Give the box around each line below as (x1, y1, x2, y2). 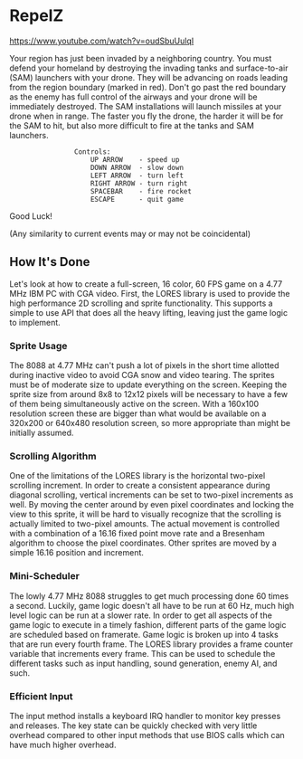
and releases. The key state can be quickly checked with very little (9, 720, 258, 731)
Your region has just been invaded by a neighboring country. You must (9, 52, 272, 63)
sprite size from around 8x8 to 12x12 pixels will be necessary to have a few (9, 389, 288, 400)
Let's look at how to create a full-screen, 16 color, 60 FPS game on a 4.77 (9, 278, 283, 289)
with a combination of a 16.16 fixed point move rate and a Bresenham (9, 528, 265, 539)
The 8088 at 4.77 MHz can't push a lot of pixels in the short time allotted (9, 360, 279, 371)
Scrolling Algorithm (9, 450, 97, 462)
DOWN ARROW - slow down (90, 163, 184, 172)
